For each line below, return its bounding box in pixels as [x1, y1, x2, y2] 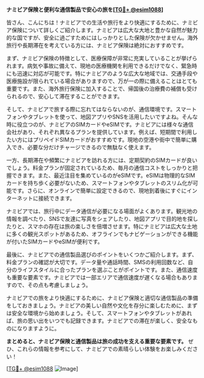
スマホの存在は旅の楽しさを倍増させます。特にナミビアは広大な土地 [27, 223, 198, 230]
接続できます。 [38, 195, 76, 201]
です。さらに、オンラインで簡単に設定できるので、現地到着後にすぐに [11, 187, 187, 194]
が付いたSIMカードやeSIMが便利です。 [6, 238, 104, 245]
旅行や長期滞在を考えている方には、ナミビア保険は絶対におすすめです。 [6, 42, 187, 49]
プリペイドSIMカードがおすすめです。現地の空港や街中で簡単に [32, 136, 192, 143]
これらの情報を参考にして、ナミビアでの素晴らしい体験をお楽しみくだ [16, 345, 193, 352]
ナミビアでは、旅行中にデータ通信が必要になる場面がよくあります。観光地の [6, 208, 198, 215]
